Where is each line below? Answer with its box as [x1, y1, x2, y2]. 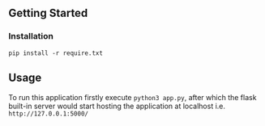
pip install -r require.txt [8, 48, 104, 57]
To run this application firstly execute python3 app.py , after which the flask [8, 92, 257, 102]
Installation [8, 31, 54, 42]
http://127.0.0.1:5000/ [8, 109, 89, 118]
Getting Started [8, 6, 88, 20]
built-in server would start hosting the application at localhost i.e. [8, 101, 225, 111]
